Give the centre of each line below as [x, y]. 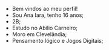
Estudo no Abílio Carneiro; [45, 28]
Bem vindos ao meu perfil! [45, 9]
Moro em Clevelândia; [39, 34]
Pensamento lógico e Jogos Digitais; [58, 41]
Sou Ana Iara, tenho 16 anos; [48, 15]
